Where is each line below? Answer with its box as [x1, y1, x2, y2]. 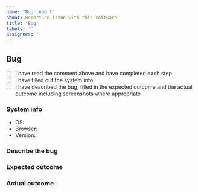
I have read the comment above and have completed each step [14, 69, 173, 77]
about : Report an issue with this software [6, 14, 118, 21]
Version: [14, 132, 36, 139]
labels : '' [6, 25, 34, 32]
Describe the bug [6, 147, 59, 155]
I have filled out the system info [14, 77, 94, 83]
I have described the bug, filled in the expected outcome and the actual [14, 83, 193, 91]
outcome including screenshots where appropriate [14, 90, 141, 97]
